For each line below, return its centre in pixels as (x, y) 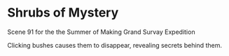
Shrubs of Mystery (63, 13)
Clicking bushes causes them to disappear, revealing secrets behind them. (115, 45)
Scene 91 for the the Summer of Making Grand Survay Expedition (101, 32)
